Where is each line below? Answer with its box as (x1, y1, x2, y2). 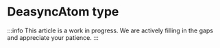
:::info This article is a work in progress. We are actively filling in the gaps (7, 26, 214, 34)
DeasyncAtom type (7, 4, 119, 20)
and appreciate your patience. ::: (7, 33, 99, 41)
